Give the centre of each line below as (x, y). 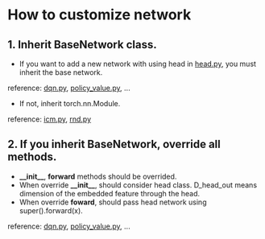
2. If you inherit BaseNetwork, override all (114, 144)
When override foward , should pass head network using (113, 202)
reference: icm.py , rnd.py (50, 119)
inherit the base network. (61, 72)
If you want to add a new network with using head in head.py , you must (138, 64)
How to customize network (99, 15)
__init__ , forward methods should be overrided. (98, 176)
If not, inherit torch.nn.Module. (70, 103)
